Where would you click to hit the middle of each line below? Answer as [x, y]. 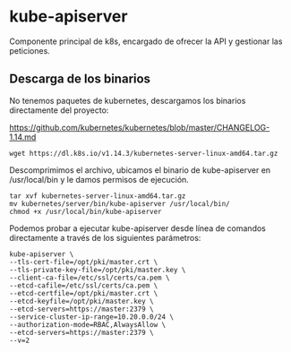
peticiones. [30, 50]
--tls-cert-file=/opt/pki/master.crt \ [84, 262]
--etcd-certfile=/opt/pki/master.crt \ [84, 293]
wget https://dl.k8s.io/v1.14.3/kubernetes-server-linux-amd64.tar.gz [144, 153]
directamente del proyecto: [59, 110]
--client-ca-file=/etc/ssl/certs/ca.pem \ [90, 278]
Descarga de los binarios [80, 79]
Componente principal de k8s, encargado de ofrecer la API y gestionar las [146, 41]
